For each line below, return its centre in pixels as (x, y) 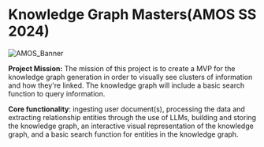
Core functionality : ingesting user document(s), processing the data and (127, 109)
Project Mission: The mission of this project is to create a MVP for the (122, 68)
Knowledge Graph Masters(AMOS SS (132, 15)
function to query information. (57, 93)
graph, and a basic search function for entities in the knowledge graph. (123, 134)
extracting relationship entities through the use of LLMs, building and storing (132, 117)
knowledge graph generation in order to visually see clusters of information (130, 77)
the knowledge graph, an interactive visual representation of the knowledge (131, 126)
